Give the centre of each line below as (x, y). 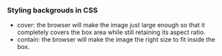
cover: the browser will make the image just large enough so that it (111, 25)
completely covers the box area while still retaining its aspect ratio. (111, 32)
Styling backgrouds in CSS (52, 10)
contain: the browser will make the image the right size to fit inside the (116, 40)
